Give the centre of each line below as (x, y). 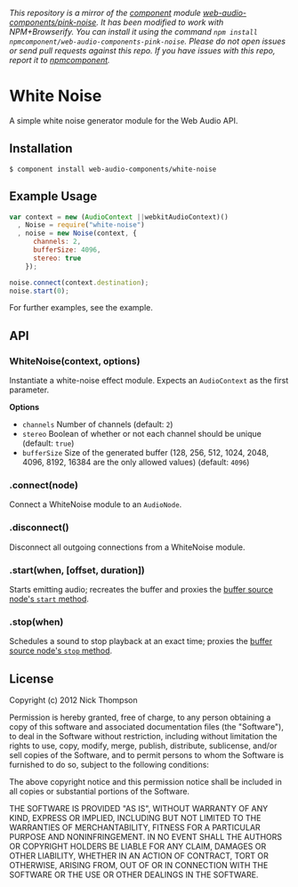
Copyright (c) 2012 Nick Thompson (73, 700)
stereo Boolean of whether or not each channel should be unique (142, 434)
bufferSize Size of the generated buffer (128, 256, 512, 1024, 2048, (145, 453)
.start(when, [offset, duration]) (77, 570)
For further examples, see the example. (81, 308)
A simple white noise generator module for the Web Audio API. (124, 120)
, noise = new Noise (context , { (77, 234)
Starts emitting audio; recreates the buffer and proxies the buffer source (141, 590)
